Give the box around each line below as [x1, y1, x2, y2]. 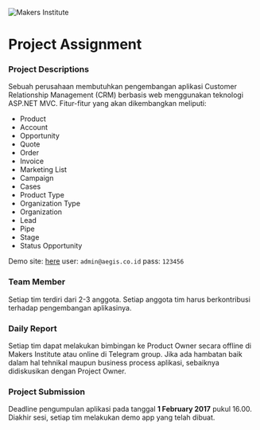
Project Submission [8, 386, 86, 397]
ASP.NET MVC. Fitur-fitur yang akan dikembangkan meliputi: [8, 99, 207, 108]
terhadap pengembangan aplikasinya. [8, 303, 132, 312]
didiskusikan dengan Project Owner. [8, 366, 126, 376]
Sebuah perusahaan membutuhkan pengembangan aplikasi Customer [8, 82, 237, 92]
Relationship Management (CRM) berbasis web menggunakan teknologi [8, 90, 244, 100]
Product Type [19, 190, 65, 200]
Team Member [8, 276, 66, 287]
